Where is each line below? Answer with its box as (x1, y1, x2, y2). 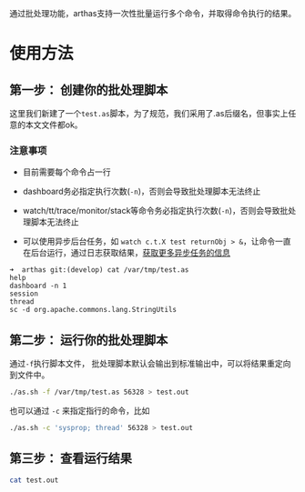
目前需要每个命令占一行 (22, 166, 111, 177)
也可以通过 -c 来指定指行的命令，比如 (9, 405, 150, 416)
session (9, 289, 39, 298)
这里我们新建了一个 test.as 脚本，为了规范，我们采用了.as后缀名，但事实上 (9, 108, 289, 118)
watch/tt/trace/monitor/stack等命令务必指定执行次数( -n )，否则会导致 (22, 206, 280, 216)
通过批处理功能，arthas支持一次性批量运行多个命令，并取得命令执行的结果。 (9, 8, 297, 18)
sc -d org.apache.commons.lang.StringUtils (9, 306, 178, 315)
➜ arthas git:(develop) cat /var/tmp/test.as (9, 266, 189, 275)
